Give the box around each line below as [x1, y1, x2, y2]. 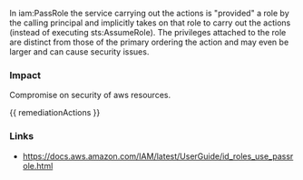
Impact [9, 68, 42, 81]
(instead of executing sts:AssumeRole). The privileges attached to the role [9, 27, 287, 37]
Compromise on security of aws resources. [9, 90, 171, 101]
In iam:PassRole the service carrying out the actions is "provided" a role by [9, 8, 290, 18]
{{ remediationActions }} [9, 107, 101, 118]
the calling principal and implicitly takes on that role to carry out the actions [9, 17, 291, 28]
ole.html [22, 160, 54, 171]
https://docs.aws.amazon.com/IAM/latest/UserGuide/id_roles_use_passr [22, 150, 294, 162]
